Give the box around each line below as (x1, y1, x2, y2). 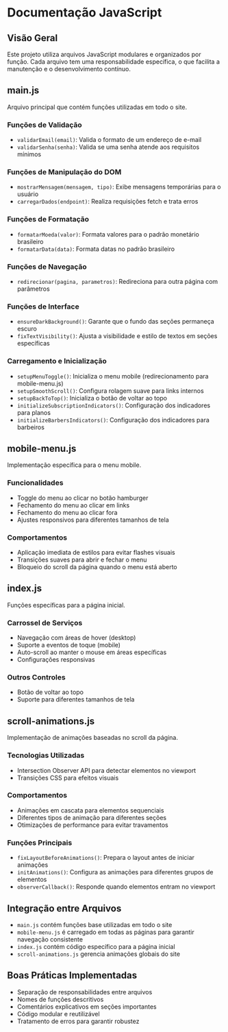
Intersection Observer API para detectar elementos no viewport (16, 766, 197, 774)
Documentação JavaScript (7, 5, 162, 21)
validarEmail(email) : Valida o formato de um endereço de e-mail (16, 136, 202, 144)
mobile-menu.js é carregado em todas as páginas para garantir (16, 928, 194, 936)
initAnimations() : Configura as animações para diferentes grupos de (16, 868, 214, 876)
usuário (16, 190, 39, 198)
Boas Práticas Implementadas (7, 970, 138, 981)
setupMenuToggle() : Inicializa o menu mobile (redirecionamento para (16, 372, 209, 380)
